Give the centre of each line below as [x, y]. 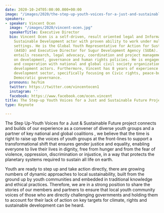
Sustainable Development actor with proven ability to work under [83, 42]
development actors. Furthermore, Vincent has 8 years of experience [86, 69]
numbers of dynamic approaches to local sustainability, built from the [75, 174]
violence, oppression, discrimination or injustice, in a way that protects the [80, 154]
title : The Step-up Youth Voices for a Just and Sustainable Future [76, 101]
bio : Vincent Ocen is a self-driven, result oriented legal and [76, 37]
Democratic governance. [38, 78]
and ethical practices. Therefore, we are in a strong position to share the [78, 184]
